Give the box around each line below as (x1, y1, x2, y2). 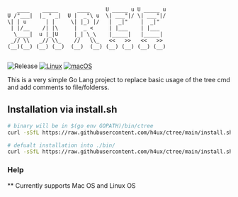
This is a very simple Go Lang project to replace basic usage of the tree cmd (7, 76, 230, 84)
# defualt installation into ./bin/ (7, 142, 115, 149)
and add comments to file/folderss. (7, 83, 110, 91)
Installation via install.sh (7, 103, 118, 116)
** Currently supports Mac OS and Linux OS (7, 181, 136, 190)
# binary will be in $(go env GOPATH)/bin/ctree (7, 122, 154, 130)
